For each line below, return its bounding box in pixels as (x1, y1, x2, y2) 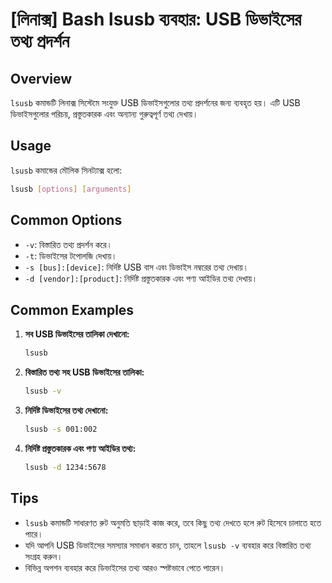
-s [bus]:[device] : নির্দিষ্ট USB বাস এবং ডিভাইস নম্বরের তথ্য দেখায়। (24, 261, 249, 273)
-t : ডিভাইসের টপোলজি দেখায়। (24, 249, 118, 262)
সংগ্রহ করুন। (24, 550, 63, 562)
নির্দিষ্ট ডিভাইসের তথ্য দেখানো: (24, 404, 109, 417)
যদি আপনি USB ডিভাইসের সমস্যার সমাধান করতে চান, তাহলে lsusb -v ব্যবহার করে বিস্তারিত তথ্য (24, 539, 312, 551)
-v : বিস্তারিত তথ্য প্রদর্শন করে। (24, 238, 113, 250)
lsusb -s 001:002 (24, 424, 98, 435)
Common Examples (10, 301, 135, 318)
